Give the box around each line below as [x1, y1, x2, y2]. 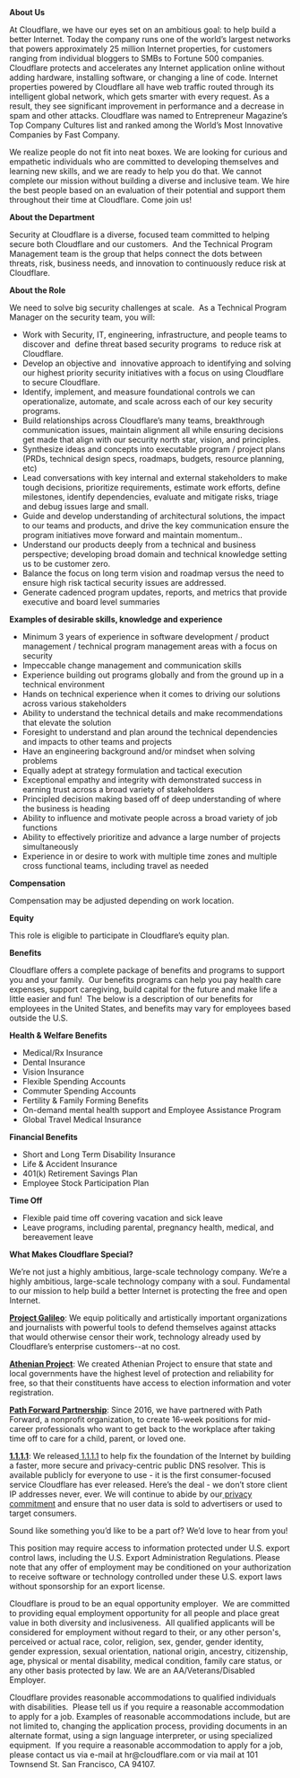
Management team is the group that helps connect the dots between [9, 249, 262, 259]
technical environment [21, 679, 106, 689]
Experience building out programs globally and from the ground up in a [21, 669, 285, 680]
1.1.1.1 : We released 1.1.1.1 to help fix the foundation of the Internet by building [9, 1451, 291, 1461]
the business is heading [21, 803, 110, 814]
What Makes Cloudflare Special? [9, 1249, 134, 1260]
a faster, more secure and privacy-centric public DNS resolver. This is [9, 1460, 266, 1471]
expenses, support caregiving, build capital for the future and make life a [9, 984, 278, 995]
